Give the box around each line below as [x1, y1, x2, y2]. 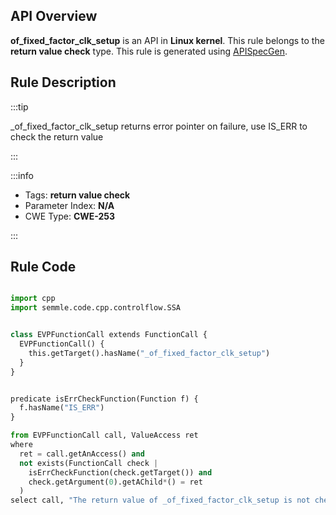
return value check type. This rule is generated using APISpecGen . [10, 45, 288, 57]
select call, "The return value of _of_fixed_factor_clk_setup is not [10, 495, 311, 506]
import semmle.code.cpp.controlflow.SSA [10, 303, 182, 313]
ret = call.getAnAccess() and [19, 449, 145, 459]
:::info [10, 169, 34, 181]
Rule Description [10, 74, 117, 91]
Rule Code [10, 259, 77, 276]
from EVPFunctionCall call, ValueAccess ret [10, 430, 199, 441]
